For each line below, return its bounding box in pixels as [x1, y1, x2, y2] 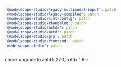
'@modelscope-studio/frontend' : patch [5, 39, 84, 44]
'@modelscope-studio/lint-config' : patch [5, 16, 90, 21]
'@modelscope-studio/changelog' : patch [5, 20, 86, 26]
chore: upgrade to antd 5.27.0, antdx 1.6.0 [5, 56, 88, 62]
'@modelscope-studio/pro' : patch [5, 34, 73, 39]
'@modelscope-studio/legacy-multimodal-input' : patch [5, 7, 117, 12]
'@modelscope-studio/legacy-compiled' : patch [5, 12, 99, 17]
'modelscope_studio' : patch [5, 43, 62, 48]
